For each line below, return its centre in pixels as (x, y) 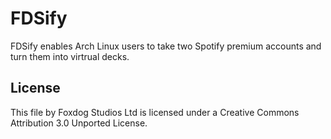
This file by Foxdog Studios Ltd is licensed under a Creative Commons (155, 112)
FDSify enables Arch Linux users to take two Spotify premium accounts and (166, 46)
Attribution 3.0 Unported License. (79, 123)
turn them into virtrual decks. (70, 56)
